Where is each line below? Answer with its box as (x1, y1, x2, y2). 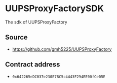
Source (5, 33, 28, 41)
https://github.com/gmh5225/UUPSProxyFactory (12, 46, 112, 52)
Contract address (5, 61, 60, 69)
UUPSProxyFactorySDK (5, 3, 104, 14)
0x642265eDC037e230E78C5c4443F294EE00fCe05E (12, 74, 106, 79)
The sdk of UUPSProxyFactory (5, 19, 68, 25)
